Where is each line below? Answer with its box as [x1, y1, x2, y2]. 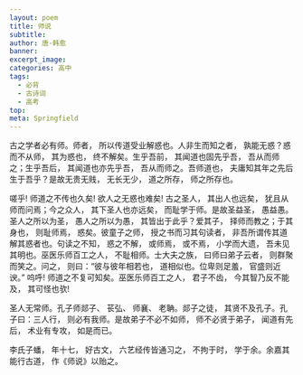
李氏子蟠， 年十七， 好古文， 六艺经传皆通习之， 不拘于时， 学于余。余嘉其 [9, 344, 290, 355]
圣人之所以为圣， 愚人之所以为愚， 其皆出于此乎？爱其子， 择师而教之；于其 [9, 216, 294, 227]
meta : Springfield [9, 114, 79, 123]
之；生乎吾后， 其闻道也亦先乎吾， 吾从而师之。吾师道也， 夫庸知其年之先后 [9, 163, 294, 173]
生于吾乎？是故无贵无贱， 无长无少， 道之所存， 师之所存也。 [9, 173, 238, 185]
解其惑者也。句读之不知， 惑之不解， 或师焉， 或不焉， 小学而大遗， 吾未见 [9, 239, 290, 249]
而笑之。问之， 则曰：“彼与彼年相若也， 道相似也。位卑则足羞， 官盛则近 [9, 261, 281, 272]
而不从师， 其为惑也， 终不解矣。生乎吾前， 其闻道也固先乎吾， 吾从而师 [9, 151, 280, 163]
